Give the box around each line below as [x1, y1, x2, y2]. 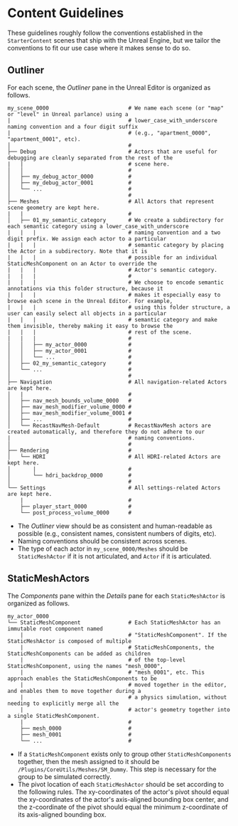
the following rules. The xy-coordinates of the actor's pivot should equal [17, 788, 229, 796]
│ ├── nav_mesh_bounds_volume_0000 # [7, 397, 132, 404]
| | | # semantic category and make [7, 316, 218, 323]
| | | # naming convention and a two [7, 229, 221, 236]
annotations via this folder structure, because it [7, 285, 163, 292]
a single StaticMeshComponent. [7, 712, 100, 719]
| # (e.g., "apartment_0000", [7, 129, 212, 137]
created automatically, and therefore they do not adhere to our [7, 428, 205, 435]
